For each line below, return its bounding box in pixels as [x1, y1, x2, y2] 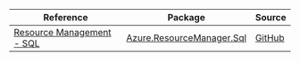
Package [167, 11, 205, 23]
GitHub [254, 32, 285, 43]
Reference [43, 11, 88, 23]
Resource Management [13, 27, 112, 38]
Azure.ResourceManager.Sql [126, 32, 247, 43]
